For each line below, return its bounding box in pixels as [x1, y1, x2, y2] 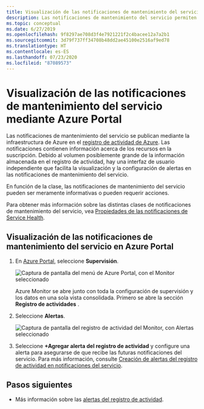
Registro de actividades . [15, 301, 80, 308]
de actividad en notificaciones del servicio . [15, 362, 123, 369]
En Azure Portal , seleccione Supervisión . [15, 257, 119, 265]
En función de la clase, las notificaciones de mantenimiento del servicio [6, 183, 185, 190]
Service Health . [6, 214, 46, 221]
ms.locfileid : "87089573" [6, 60, 72, 66]
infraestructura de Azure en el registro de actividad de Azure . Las [6, 138, 170, 146]
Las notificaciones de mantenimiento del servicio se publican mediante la [6, 132, 190, 140]
